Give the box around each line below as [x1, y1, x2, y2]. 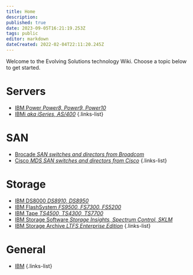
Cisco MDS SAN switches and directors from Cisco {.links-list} [14, 157, 167, 164]
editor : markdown [6, 36, 49, 42]
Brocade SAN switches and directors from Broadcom [14, 150, 145, 158]
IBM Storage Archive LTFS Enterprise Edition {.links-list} [14, 222, 151, 229]
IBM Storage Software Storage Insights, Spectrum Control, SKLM [14, 216, 173, 223]
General [6, 243, 46, 256]
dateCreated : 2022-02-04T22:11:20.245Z [6, 42, 104, 48]
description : [6, 14, 38, 20]
